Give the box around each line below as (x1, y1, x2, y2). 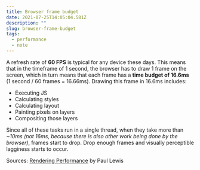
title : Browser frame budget (6, 8, 79, 15)
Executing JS (14, 89, 48, 96)
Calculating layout (14, 102, 60, 109)
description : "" (6, 20, 47, 26)
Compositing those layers (14, 114, 78, 122)
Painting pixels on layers (14, 108, 75, 116)
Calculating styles (14, 95, 59, 102)
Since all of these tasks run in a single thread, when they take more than (6, 126, 184, 133)
